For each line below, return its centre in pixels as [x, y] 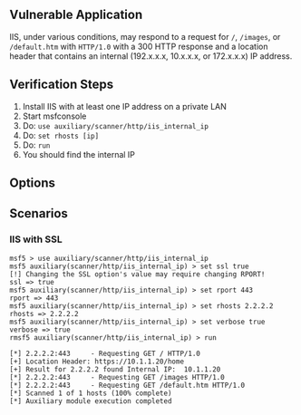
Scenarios [39, 213]
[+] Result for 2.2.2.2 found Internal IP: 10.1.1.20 [115, 369]
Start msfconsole [54, 116]
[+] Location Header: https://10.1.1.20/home [97, 362]
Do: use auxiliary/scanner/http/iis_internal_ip [115, 125]
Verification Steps [62, 85]
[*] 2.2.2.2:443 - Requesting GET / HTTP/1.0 [105, 353]
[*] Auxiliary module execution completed [91, 401]
